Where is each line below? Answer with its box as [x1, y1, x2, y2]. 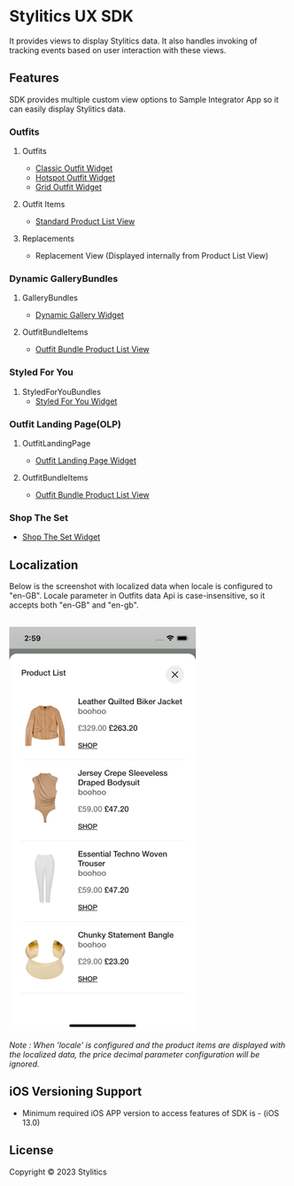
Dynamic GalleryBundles [9, 272, 119, 284]
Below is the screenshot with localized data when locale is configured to [9, 581, 273, 592]
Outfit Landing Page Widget [35, 454, 137, 466]
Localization [9, 557, 79, 572]
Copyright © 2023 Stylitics [9, 1167, 108, 1177]
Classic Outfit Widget [35, 163, 113, 174]
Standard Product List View [35, 216, 135, 227]
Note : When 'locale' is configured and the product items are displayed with [9, 1040, 286, 1050]
